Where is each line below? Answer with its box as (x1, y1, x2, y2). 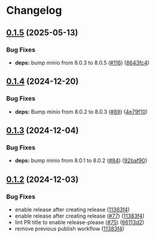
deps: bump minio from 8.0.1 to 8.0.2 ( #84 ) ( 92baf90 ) (14, 157, 148, 164)
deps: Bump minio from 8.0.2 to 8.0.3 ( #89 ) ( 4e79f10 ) (14, 108, 148, 115)
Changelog (6, 4, 62, 17)
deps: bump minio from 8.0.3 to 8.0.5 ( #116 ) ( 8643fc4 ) (14, 59, 150, 66)
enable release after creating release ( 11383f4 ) (14, 206, 130, 213)
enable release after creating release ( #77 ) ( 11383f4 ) (14, 212, 145, 219)
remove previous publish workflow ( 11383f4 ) (14, 225, 124, 232)
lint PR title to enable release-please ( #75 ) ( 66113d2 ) (14, 218, 145, 225)
